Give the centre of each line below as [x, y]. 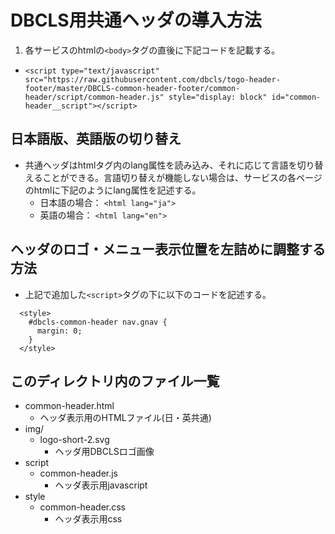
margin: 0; [59, 331]
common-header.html [69, 406]
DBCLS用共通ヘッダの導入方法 [136, 20]
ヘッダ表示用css [88, 519]
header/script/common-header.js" [94, 97]
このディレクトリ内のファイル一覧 [115, 381]
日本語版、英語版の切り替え [96, 139]
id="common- [296, 97]
